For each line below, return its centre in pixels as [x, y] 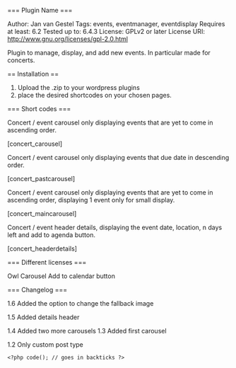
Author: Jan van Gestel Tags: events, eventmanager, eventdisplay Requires [116, 24]
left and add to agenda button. [51, 235]
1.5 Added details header [43, 317]
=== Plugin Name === [40, 10]
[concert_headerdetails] [42, 248]
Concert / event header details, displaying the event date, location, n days [115, 227]
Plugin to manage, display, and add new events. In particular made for [109, 53]
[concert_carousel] [35, 144]
